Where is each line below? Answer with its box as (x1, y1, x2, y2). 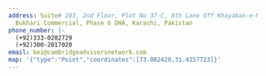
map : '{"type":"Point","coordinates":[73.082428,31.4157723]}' (8, 56, 222, 64)
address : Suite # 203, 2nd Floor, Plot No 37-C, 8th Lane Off (8, 11, 215, 20)
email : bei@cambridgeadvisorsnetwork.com (8, 48, 147, 56)
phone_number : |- (8, 26, 66, 34)
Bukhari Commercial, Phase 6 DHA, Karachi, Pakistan (15, 19, 193, 27)
